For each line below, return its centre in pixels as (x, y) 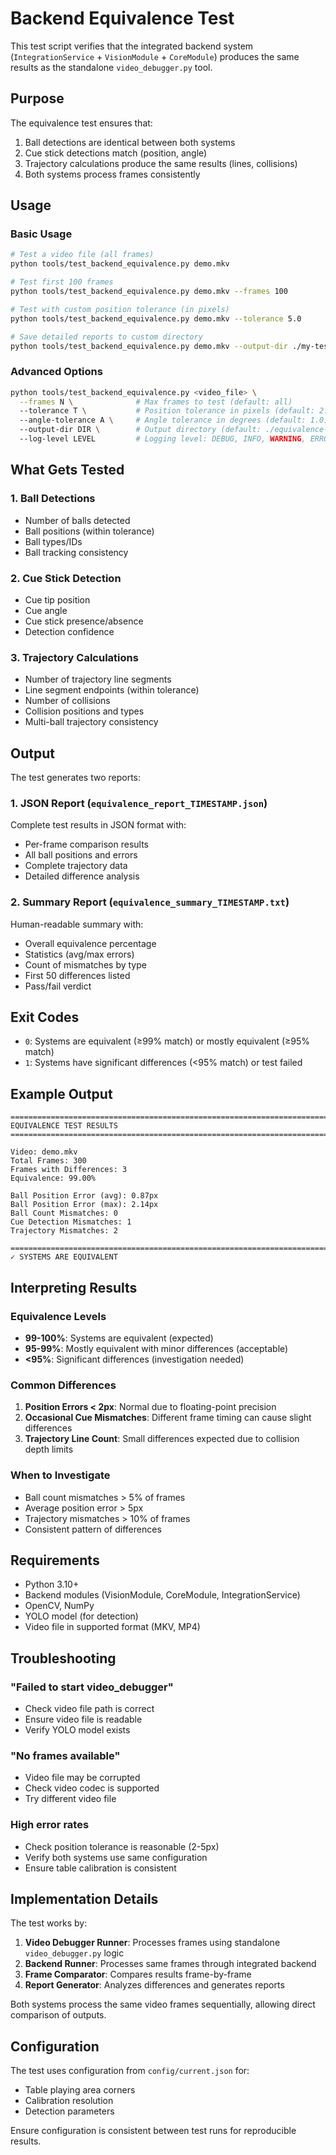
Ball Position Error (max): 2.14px (84, 1205)
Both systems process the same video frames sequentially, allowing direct (163, 2004)
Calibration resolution (69, 2101)
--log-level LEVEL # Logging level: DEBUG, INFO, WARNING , (163, 439)
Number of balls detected (77, 520)
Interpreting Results (74, 1287)
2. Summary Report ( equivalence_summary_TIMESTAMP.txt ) (150, 902)
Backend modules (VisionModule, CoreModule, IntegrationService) (162, 1595)
